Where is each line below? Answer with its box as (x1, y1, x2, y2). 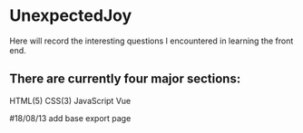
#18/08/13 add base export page (9, 112, 132, 123)
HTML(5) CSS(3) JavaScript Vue (9, 95, 132, 106)
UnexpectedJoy (9, 5, 132, 26)
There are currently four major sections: (9, 71, 241, 87)
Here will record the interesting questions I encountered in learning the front (9, 35, 294, 46)
